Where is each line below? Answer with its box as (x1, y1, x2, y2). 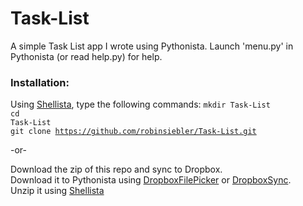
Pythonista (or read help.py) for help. (10, 50, 163, 62)
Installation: (10, 75, 70, 89)
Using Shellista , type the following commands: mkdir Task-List (10, 98, 271, 111)
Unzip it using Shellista (10, 185, 105, 197)
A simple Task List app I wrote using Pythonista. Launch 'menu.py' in (10, 40, 294, 52)
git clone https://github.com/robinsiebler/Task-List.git (10, 127, 257, 137)
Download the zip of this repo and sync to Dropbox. (10, 163, 223, 176)
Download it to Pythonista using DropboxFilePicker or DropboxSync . (10, 174, 292, 186)
